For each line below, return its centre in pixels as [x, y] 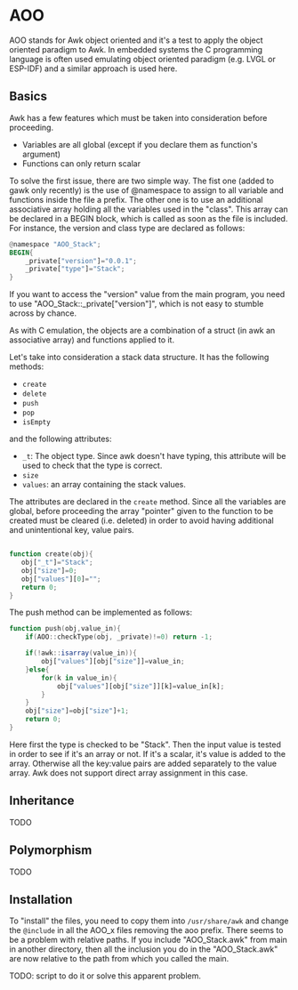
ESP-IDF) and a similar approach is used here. [93, 68]
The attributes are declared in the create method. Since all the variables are [148, 502]
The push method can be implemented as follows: [101, 612]
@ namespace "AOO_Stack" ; [55, 244]
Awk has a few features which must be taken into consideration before [138, 117]
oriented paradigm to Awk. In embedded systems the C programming [136, 49]
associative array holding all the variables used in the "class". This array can [149, 209]
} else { [37, 669]
